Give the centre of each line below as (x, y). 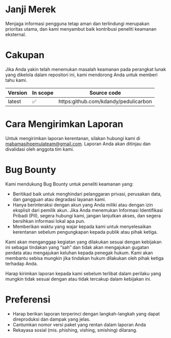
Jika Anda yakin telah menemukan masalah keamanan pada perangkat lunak (86, 69)
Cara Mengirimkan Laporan (64, 124)
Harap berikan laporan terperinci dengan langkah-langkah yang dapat (86, 313)
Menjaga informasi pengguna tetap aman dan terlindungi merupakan (77, 24)
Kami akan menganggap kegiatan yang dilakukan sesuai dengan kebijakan (83, 242)
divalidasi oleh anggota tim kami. (40, 149)
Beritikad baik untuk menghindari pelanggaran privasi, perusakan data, (87, 194)
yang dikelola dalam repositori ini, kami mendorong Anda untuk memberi (81, 75)
